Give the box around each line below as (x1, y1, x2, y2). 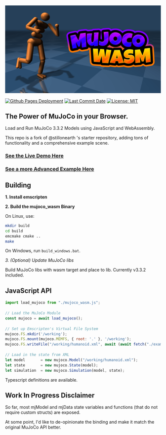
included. (5, 272, 24, 278)
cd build (5, 228, 23, 234)
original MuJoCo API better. (5, 424, 62, 430)
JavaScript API (5, 286, 52, 295)
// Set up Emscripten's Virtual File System (5, 326, 98, 331)
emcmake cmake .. (5, 234, 41, 238)
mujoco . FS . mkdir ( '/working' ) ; (5, 331, 68, 336)
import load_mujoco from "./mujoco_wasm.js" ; (5, 300, 100, 305)
